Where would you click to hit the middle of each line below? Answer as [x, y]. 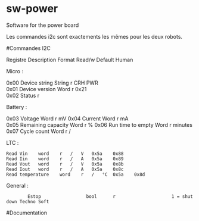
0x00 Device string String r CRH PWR [52, 83]
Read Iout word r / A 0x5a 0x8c [65, 169]
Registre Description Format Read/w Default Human [70, 60]
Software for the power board [43, 25]
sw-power [32, 9]
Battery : [17, 107]
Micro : [15, 71]
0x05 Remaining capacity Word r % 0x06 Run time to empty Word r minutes [99, 124]
